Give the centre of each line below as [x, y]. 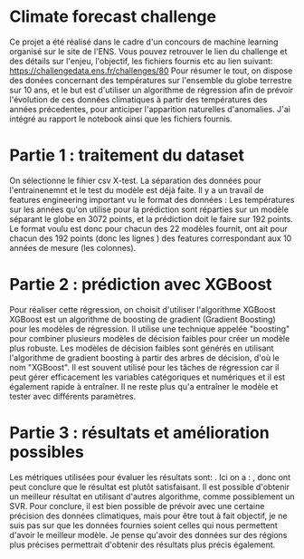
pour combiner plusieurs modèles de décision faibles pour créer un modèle [150, 338]
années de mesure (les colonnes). [73, 247]
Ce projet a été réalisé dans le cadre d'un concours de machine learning [144, 42]
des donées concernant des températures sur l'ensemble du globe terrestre [151, 80]
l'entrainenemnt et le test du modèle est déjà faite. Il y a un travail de [137, 190]
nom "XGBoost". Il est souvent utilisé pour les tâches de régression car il [144, 367]
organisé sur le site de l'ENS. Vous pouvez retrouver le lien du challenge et [148, 51]
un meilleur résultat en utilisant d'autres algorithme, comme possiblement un [152, 496]
